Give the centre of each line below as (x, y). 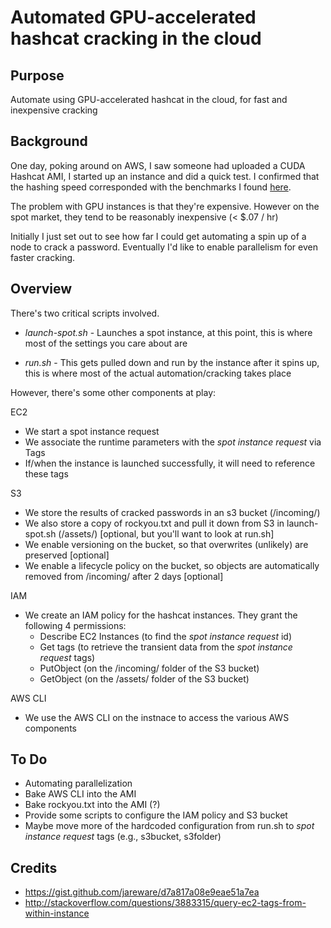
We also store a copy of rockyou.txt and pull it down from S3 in (154, 523)
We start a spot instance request (92, 431)
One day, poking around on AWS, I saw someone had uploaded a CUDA (158, 165)
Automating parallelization (78, 783)
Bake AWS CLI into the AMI (80, 794)
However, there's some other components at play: (113, 392)
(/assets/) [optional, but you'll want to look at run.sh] (166, 533)
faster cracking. (43, 257)
